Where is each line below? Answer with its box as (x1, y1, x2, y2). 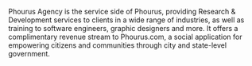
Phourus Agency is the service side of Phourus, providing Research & (8, 7, 236, 16)
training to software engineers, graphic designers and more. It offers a (8, 24, 238, 33)
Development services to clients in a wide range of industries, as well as (8, 15, 245, 25)
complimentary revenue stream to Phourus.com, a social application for (8, 32, 242, 41)
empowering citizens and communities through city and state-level (8, 41, 227, 50)
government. (8, 49, 50, 58)
